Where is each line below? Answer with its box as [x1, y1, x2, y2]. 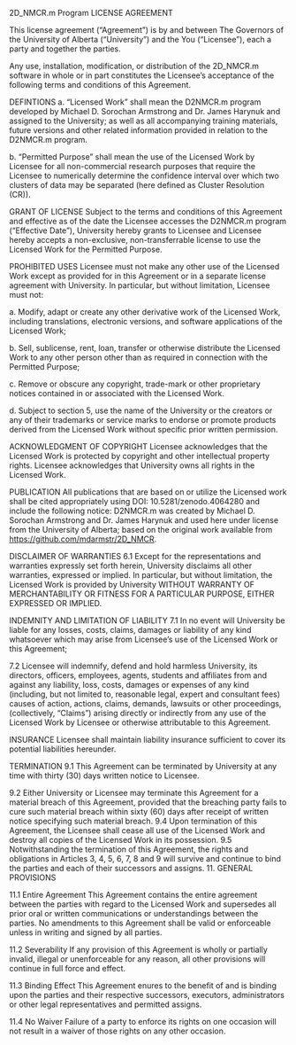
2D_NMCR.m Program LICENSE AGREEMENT [9, 8, 174, 18]
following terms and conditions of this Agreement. [9, 80, 192, 90]
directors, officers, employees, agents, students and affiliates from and [9, 670, 268, 681]
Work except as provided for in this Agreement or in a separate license [9, 270, 267, 281]
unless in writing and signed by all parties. [9, 927, 163, 938]
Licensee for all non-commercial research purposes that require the [9, 161, 256, 171]
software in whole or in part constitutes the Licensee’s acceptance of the [9, 70, 275, 81]
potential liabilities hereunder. [9, 744, 117, 754]
